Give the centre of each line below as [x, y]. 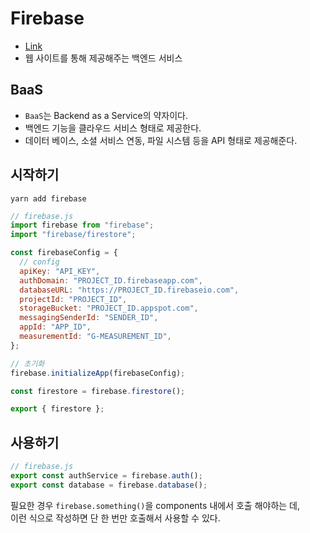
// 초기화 [27, 363]
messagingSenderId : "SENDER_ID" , [89, 318]
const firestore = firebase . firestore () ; [98, 391]
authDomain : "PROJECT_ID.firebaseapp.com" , [111, 280]
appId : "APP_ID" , [55, 327]
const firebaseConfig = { [64, 253]
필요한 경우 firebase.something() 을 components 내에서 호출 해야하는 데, [155, 505]
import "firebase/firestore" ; [73, 235]
